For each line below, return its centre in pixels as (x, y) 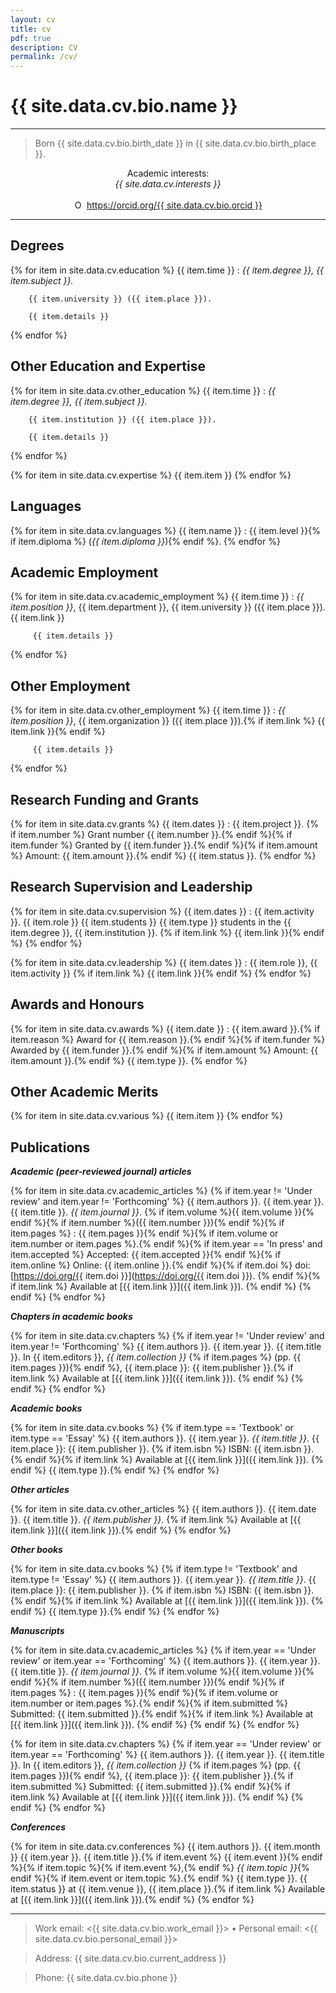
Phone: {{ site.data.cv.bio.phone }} (106, 1978)
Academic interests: (168, 173)
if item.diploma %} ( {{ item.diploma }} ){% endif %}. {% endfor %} (145, 541)
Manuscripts (37, 1631)
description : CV (44, 47)
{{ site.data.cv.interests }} (168, 184)
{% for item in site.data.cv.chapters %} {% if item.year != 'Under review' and (167, 1336)
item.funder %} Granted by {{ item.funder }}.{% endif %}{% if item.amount (164, 845)
